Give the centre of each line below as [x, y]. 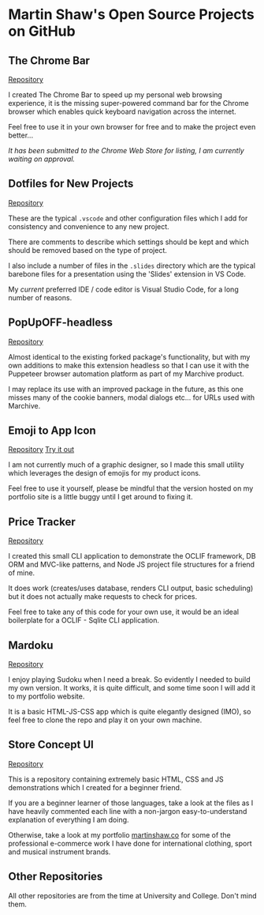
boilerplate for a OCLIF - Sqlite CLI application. [84, 620]
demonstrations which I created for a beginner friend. [95, 787]
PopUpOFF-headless [60, 323]
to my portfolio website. [46, 696]
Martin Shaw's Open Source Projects [131, 15]
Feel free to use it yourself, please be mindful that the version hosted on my [131, 488]
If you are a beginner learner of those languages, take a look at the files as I [131, 803]
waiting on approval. [42, 159]
